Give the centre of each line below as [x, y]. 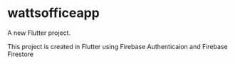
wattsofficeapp [53, 13]
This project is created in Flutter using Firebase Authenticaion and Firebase [117, 46]
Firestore [21, 54]
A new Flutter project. [39, 33]
